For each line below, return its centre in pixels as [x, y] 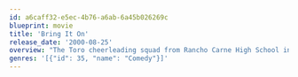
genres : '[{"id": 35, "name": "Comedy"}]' [89, 58]
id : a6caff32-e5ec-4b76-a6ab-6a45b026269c [89, 17]
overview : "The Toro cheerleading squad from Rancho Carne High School [144, 50]
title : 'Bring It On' [49, 34]
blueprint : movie [41, 26]
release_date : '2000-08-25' [61, 42]
